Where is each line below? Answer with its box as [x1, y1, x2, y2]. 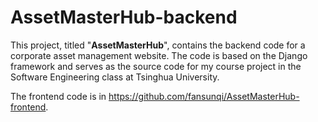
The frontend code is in [10, 90, 107, 102]
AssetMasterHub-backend [10, 6, 238, 29]
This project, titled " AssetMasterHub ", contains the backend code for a [10, 39, 306, 51]
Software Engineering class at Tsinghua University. [10, 71, 220, 83]
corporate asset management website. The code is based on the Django [10, 49, 308, 61]
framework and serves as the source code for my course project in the [10, 60, 302, 72]
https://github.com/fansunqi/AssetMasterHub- [108, 90, 300, 102]
